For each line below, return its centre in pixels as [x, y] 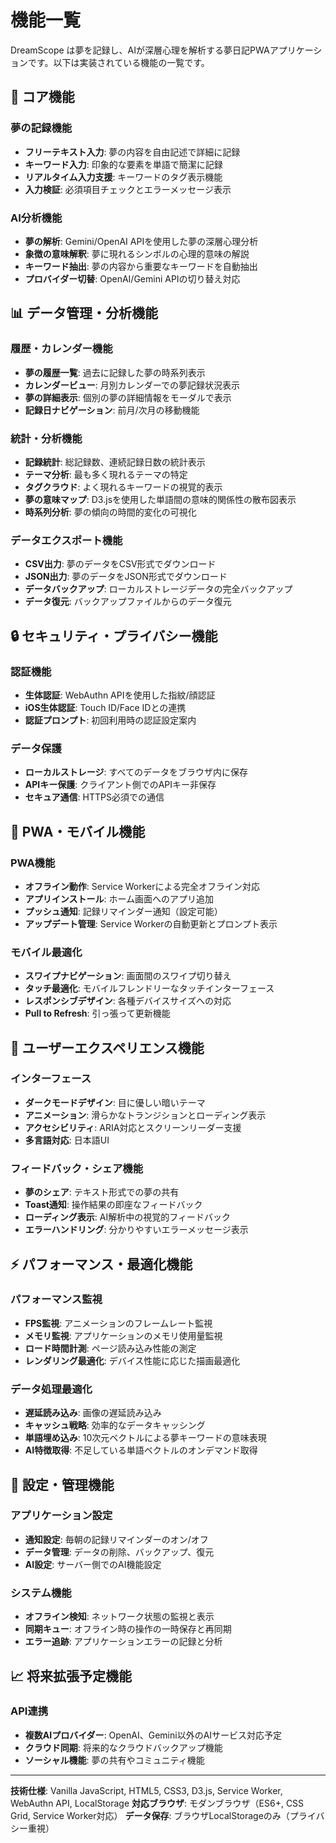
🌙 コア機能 [42, 97]
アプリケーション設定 [61, 1516]
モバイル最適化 [46, 952]
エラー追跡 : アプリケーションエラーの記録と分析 [123, 1642]
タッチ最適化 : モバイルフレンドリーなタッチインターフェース [149, 988]
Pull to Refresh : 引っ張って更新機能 [97, 1013]
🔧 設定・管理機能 [62, 1484]
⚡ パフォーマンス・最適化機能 [101, 1264]
